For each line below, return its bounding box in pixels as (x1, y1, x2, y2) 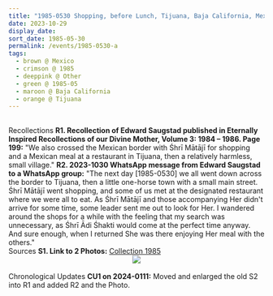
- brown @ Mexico (15, 58, 75, 66)
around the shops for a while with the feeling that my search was (8, 212, 225, 221)
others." (8, 238, 35, 247)
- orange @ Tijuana (15, 95, 82, 103)
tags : (8, 49, 27, 58)
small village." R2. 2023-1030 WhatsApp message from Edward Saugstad (8, 160, 262, 170)
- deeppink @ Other (15, 72, 82, 80)
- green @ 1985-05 (15, 79, 79, 88)
